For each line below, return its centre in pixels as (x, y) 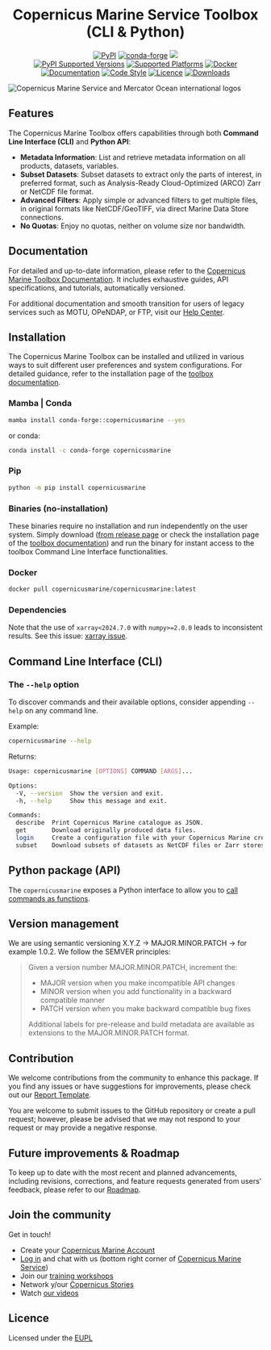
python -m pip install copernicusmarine (77, 487)
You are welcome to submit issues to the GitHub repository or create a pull (132, 1110)
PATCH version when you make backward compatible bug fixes (146, 1009)
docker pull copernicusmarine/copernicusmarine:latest (102, 589)
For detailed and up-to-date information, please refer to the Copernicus (127, 270)
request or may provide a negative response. (83, 1128)
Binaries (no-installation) (58, 508)
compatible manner (72, 1000)
